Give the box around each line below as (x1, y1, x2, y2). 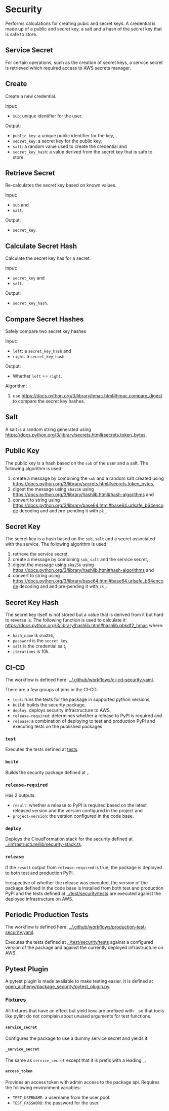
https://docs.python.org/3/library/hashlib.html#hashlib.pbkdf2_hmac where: (5, 623, 163, 629)
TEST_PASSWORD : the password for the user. (12, 1100, 100, 1106)
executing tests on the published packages (12, 723, 103, 730)
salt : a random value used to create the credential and (12, 143, 128, 149)
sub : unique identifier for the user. (12, 113, 83, 119)
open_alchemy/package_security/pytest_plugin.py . (5, 983, 111, 990)
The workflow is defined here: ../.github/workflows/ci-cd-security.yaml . (5, 677, 154, 683)
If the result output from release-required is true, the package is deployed (5, 864, 162, 870)
